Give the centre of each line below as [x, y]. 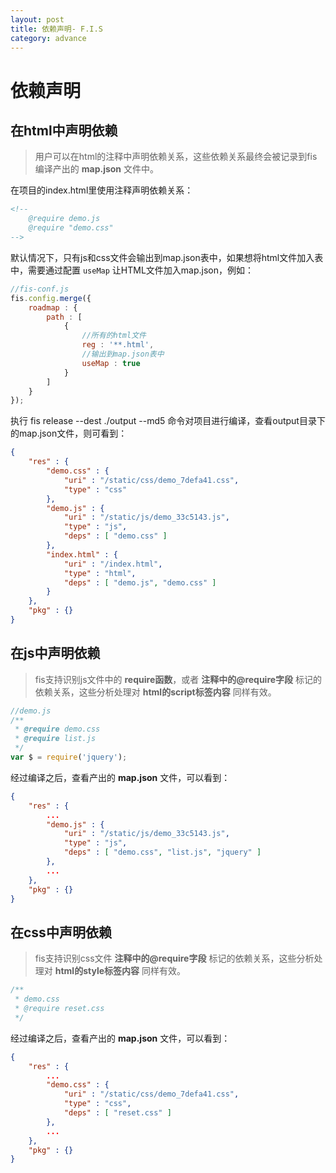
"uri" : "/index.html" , [113, 564]
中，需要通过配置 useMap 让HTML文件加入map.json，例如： [132, 270]
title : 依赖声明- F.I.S [56, 29]
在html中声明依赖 [64, 130]
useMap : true [111, 363]
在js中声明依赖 [55, 653]
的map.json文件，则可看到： [69, 433]
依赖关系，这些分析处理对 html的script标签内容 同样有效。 [155, 692]
